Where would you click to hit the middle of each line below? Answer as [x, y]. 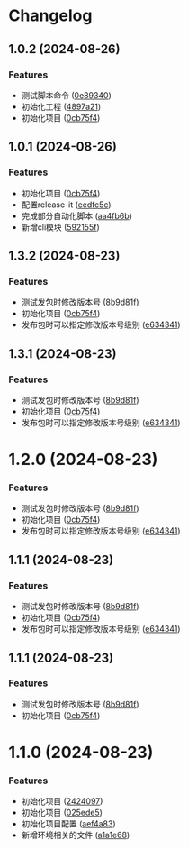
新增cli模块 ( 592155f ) [60, 227]
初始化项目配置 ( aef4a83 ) [68, 824]
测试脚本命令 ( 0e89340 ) [66, 95]
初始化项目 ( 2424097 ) [62, 801]
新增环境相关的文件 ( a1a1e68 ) [76, 835]
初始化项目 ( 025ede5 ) [62, 813]
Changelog [50, 16]
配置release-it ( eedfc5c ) [66, 205]
